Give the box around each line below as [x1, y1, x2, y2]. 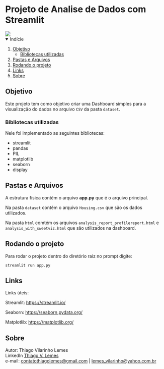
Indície [10, 36, 24, 42]
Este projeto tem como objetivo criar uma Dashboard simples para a [5, 100, 146, 107]
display [12, 167, 28, 173]
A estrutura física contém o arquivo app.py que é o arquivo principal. [5, 194, 148, 200]
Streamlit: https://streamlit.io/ [5, 299, 66, 306]
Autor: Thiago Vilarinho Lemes [5, 347, 68, 353]
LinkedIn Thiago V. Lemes [5, 352, 59, 359]
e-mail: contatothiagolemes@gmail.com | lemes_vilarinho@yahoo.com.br [5, 358, 156, 364]
